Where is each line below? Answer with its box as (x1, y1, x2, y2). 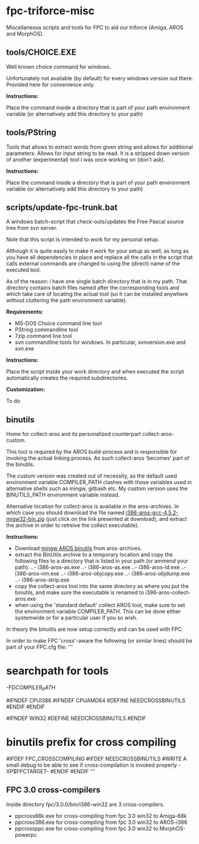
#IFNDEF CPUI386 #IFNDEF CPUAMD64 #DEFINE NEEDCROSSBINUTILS (6, 697, 186, 704)
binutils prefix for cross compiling (6, 735, 176, 749)
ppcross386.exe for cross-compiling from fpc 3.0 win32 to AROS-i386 (14, 818, 188, 826)
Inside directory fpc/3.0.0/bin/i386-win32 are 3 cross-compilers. (6, 801, 165, 808)
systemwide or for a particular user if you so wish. (14, 614, 138, 621)
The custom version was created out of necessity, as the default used (6, 472, 177, 479)
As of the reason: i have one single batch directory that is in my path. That (6, 278, 187, 285)
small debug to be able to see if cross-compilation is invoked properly (6, 761, 177, 769)
